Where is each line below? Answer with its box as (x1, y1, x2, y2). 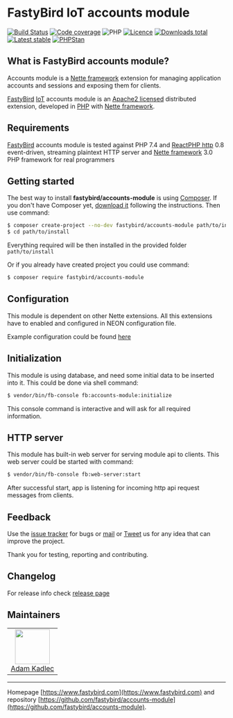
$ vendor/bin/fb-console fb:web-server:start (7, 471, 141, 478)
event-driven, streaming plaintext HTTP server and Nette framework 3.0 (7, 148, 213, 156)
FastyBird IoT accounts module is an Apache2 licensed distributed (7, 94, 196, 103)
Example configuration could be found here (7, 332, 132, 341)
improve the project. (7, 537, 65, 545)
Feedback (7, 511, 51, 523)
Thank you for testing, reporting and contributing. (7, 551, 149, 558)
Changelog (7, 571, 56, 583)
